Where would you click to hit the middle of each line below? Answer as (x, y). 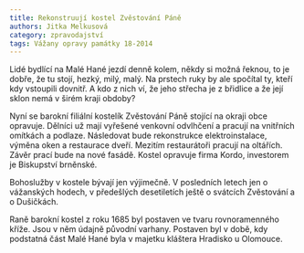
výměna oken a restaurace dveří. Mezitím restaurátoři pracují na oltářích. (146, 145)
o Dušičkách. (34, 202)
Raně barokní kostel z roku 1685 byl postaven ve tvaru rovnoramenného (145, 219)
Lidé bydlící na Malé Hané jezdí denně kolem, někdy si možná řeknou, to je (150, 69)
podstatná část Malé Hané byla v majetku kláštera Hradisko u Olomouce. (146, 239)
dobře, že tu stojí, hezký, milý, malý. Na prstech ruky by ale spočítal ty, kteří (151, 79)
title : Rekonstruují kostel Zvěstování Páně (95, 18)
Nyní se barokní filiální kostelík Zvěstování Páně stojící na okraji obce (138, 116)
